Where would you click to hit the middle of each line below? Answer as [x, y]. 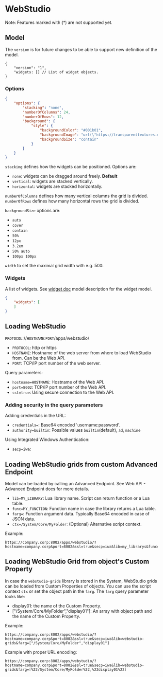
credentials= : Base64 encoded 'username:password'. [66, 425]
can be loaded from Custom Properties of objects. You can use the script [78, 586]
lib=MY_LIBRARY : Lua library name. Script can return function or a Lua [81, 498]
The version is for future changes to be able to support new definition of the [81, 49]
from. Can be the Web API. [39, 358]
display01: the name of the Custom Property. [57, 606]
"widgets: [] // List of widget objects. [56, 72]
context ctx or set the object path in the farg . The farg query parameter [77, 591]
